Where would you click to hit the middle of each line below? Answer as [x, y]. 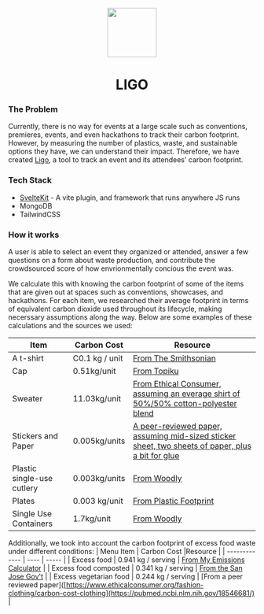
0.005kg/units [99, 441]
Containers [33, 523]
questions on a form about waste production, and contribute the [112, 261]
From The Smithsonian [174, 358]
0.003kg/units [99, 479]
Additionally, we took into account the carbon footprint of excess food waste [132, 543]
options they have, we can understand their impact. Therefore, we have [124, 152]
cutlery [25, 488]
